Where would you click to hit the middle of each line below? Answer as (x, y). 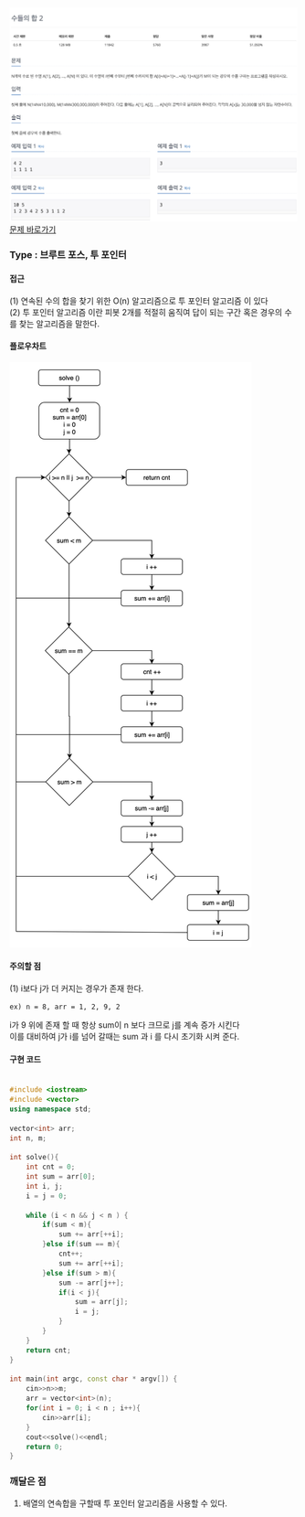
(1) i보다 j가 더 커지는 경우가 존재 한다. (77, 988)
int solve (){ (34, 1158)
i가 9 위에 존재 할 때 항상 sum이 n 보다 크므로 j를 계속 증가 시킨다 (125, 1025)
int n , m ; (28, 1138)
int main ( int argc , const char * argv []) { (94, 1379)
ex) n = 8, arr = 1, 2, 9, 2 (65, 1007)
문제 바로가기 (33, 229)
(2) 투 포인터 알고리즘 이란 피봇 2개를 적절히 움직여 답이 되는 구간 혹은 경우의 (146, 312)
